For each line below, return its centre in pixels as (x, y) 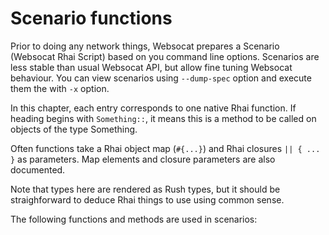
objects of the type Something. (74, 129)
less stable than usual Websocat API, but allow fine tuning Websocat (151, 67)
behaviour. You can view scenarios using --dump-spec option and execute (161, 78)
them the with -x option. (60, 88)
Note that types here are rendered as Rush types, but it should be (145, 189)
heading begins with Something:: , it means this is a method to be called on (163, 118)
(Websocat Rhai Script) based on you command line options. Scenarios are (165, 56)
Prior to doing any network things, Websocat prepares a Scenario (145, 46)
